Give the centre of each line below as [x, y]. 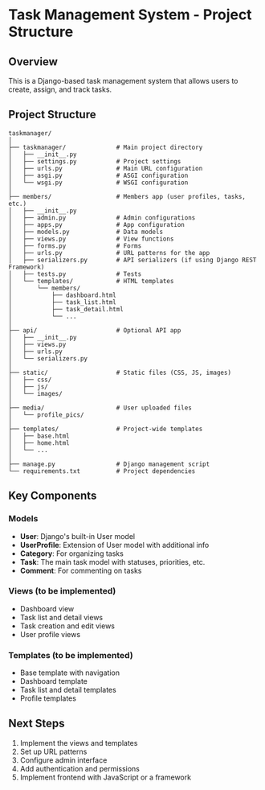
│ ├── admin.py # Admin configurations [102, 218]
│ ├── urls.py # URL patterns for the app [109, 253]
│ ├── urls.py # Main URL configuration [106, 168]
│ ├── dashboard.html [62, 295]
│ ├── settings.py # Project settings [95, 161]
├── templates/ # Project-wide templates [106, 429]
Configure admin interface [63, 760]
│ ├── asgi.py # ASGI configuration [98, 175]
